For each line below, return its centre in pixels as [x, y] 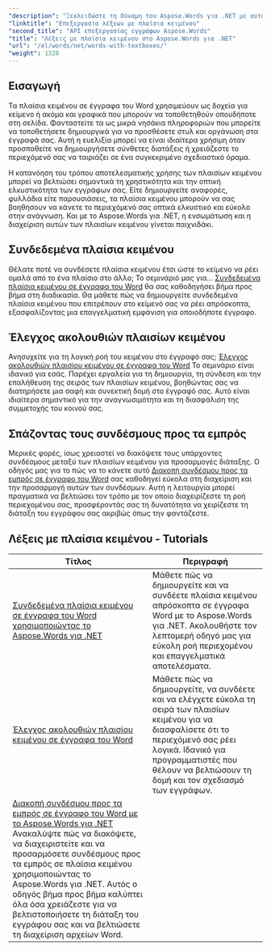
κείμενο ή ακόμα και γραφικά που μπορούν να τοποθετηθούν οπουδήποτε [132, 114]
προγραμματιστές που [195, 760]
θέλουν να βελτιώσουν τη [202, 770]
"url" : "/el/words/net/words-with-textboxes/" [88, 46]
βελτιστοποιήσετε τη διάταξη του [76, 915]
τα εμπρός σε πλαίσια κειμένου [73, 864]
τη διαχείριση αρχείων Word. [68, 935]
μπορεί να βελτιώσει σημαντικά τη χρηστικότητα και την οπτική [115, 181]
